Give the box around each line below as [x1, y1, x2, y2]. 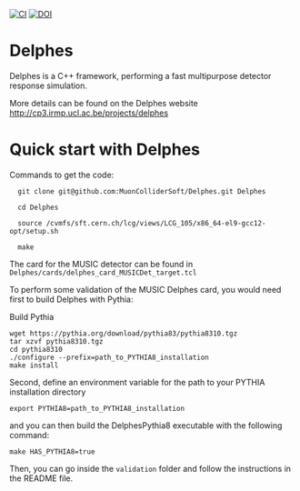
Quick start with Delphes [9, 139, 200, 160]
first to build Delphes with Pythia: [9, 294, 134, 305]
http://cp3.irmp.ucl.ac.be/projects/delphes [9, 107, 169, 118]
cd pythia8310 [9, 345, 64, 354]
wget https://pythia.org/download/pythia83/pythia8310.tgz [9, 328, 238, 338]
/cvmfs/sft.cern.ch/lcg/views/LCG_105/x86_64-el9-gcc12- [45, 218, 266, 227]
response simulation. [9, 80, 88, 91]
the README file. [9, 473, 74, 484]
